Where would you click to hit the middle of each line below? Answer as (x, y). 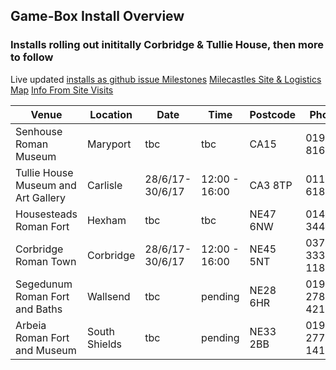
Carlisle (104, 185)
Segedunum (44, 284)
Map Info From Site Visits (62, 90)
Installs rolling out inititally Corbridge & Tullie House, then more (167, 45)
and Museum (46, 350)
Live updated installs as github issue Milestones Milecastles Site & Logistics (166, 79)
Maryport (109, 144)
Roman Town (46, 261)
